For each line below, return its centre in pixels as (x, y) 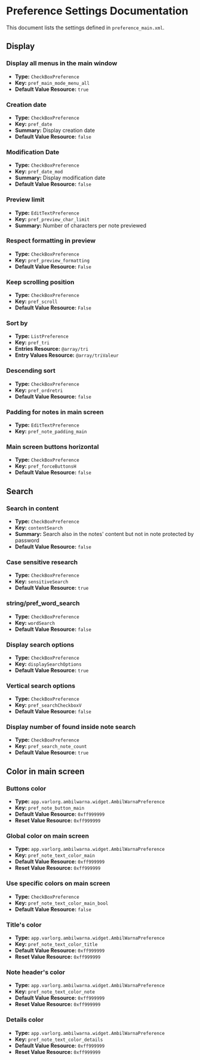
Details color (25, 1020)
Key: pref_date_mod (39, 171)
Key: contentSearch (39, 528)
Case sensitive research (42, 562)
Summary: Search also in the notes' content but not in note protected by (104, 534)
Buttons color (26, 788)
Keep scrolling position (40, 282)
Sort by (17, 323)
